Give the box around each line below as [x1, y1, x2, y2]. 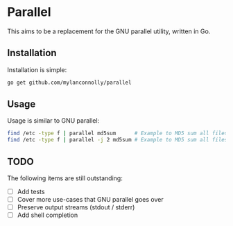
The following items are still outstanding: [7, 174, 123, 182]
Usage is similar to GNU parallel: [7, 116, 100, 125]
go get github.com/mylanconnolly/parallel [7, 79, 132, 86]
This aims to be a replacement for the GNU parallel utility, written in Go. [7, 27, 211, 35]
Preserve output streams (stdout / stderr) [17, 203, 135, 211]
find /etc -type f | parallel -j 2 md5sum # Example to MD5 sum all [7, 137, 209, 144]
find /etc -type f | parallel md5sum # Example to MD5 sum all [7, 130, 209, 137]
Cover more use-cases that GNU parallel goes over [17, 195, 164, 204]
